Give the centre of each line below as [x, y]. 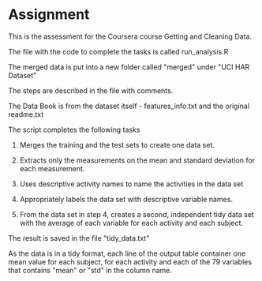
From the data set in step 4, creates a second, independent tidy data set [137, 214]
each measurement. [52, 168]
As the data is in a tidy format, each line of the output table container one [127, 253]
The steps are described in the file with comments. [91, 90]
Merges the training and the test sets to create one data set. [117, 144]
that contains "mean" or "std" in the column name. [90, 270]
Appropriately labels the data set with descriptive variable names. [126, 199]
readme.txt [26, 114]
